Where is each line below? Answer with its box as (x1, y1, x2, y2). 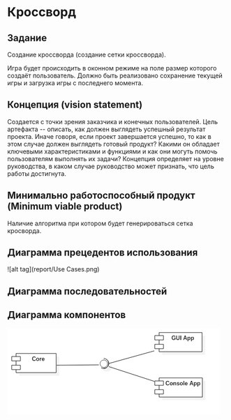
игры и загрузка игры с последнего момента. (7, 79, 144, 87)
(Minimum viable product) (7, 200, 123, 213)
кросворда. (7, 226, 42, 234)
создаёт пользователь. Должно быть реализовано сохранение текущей (7, 71, 223, 80)
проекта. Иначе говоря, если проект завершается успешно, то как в (7, 132, 211, 140)
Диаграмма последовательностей (7, 285, 167, 297)
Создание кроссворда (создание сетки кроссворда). (7, 50, 166, 59)
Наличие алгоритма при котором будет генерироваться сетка (7, 219, 193, 227)
